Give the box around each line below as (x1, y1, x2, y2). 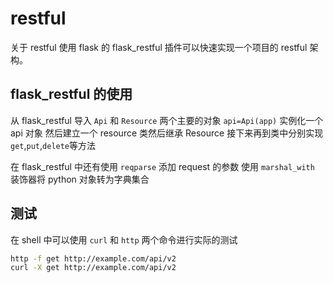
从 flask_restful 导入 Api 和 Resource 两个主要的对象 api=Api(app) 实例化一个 (10, 114, 324, 126)
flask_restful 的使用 (10, 86, 133, 103)
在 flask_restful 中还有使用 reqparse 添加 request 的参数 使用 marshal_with (10, 160, 315, 172)
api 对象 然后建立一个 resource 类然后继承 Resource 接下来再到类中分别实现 (10, 127, 324, 139)
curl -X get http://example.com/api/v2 (10, 263, 177, 273)
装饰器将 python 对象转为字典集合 (10, 173, 150, 185)
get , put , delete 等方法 (10, 139, 97, 151)
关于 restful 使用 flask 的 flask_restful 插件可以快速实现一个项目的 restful (10, 41, 308, 53)
